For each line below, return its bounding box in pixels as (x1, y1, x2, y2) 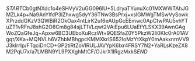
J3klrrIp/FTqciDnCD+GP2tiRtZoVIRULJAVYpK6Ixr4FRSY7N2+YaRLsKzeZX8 (6, 42, 188, 49)
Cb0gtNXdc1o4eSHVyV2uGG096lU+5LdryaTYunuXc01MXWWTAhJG (22, 5, 189, 12)
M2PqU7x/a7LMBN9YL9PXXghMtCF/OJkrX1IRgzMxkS (6, 48, 137, 55)
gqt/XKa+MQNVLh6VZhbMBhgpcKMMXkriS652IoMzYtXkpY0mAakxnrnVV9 (6, 36, 190, 42)
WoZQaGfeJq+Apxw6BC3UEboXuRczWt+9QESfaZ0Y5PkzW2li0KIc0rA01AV (6, 30, 189, 37)
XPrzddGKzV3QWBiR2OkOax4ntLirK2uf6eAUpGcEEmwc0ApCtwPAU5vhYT (6, 17, 189, 24)
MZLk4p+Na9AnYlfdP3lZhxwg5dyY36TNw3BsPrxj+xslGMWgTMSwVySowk (6, 11, 189, 18)
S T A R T (6, 5, 23, 12)
